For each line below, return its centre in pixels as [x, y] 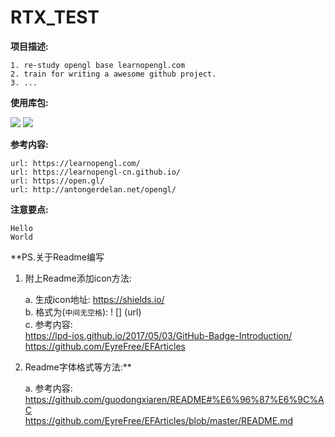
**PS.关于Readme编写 [57, 257]
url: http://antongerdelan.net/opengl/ [93, 189]
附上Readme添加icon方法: [78, 278]
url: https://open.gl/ [57, 181]
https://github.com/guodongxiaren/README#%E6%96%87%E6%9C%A [174, 399]
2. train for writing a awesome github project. [113, 74]
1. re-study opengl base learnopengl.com [98, 65]
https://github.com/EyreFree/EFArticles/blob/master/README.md [159, 420]
